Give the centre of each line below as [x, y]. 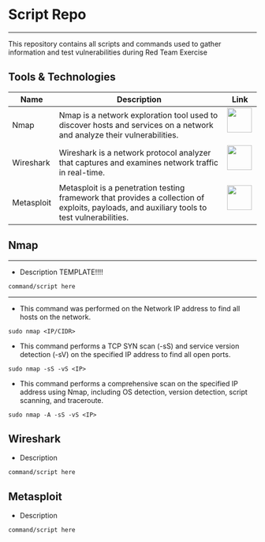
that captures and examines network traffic [138, 162]
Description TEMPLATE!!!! [62, 272]
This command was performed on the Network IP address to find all [130, 308]
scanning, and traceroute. [62, 400]
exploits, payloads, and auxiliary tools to [133, 207]
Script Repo [47, 15]
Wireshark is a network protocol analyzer [135, 152]
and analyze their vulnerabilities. [119, 134]
